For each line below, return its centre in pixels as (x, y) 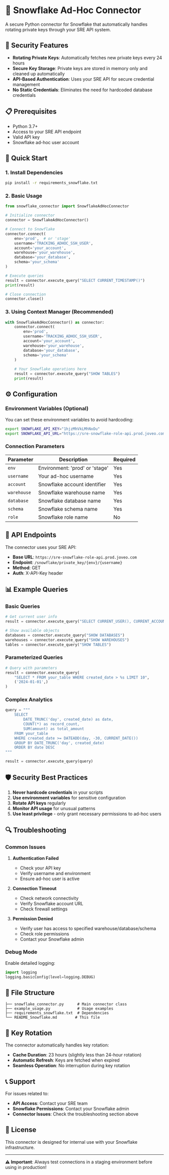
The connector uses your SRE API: (41, 547)
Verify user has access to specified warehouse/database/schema (88, 928)
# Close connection (26, 294)
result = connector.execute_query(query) (49, 761)
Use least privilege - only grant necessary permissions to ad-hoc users (87, 814)
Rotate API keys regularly (39, 803)
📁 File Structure (30, 993)
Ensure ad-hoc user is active (50, 879)
